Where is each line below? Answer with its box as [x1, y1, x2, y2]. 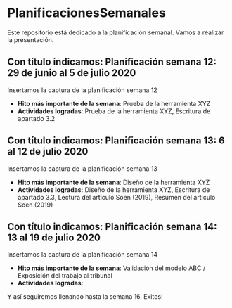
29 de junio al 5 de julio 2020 [7, 67, 136, 79]
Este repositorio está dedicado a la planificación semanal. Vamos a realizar [7, 28, 224, 37]
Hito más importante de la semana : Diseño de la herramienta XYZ [17, 178, 210, 186]
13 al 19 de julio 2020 [7, 231, 101, 243]
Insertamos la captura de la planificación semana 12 [7, 86, 158, 94]
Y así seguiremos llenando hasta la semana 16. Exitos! [7, 293, 163, 301]
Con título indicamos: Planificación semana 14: [7, 220, 217, 233]
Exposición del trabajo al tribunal [17, 271, 112, 280]
